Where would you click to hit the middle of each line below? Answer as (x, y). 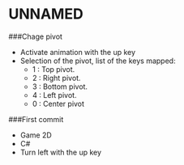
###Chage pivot (36, 36)
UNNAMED (46, 14)
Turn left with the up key (61, 152)
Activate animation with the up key (78, 52)
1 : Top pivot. (53, 69)
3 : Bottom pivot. (60, 87)
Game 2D (36, 135)
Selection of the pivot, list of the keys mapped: (98, 61)
